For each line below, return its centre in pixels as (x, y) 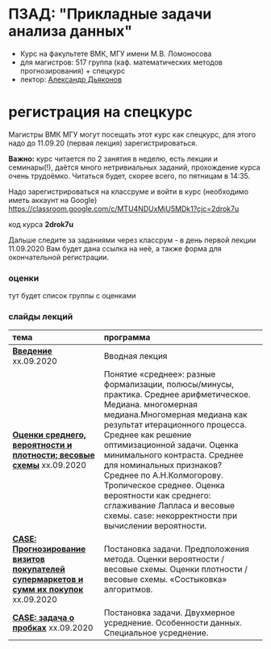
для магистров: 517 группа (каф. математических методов (121, 62)
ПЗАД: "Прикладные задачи (110, 14)
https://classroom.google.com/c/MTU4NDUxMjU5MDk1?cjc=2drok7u (124, 209)
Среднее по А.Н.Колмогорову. (164, 475)
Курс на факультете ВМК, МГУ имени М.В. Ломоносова (116, 53)
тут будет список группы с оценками (72, 296)
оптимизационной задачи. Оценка (171, 445)
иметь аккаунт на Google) (53, 200)
